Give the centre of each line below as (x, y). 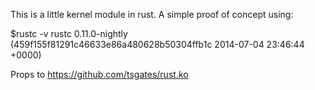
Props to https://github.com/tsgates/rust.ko (99, 74)
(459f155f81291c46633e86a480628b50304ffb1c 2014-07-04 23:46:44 (157, 44)
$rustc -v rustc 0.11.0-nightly (69, 33)
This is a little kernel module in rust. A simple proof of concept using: (152, 14)
